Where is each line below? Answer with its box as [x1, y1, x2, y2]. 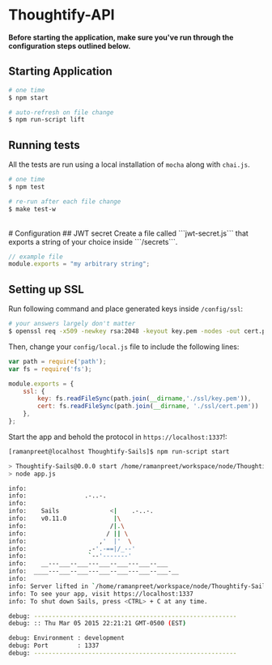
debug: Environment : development [8, 634, 125, 642]
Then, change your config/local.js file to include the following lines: [8, 342, 240, 352]
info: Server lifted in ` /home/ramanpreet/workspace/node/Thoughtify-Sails [8, 582, 270, 590]
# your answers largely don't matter [8, 320, 136, 328]
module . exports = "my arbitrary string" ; [8, 260, 151, 268]
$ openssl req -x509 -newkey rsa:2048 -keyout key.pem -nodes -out [8, 327, 241, 335]
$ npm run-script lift [8, 116, 85, 124]
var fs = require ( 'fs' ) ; [8, 364, 92, 373]
